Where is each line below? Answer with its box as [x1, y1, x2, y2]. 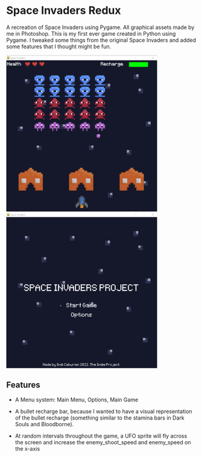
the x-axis [14, 445, 40, 452]
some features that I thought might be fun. [6, 43, 112, 50]
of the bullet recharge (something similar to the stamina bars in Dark [14, 414, 185, 421]
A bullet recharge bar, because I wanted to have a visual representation [14, 407, 192, 415]
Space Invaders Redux [6, 4, 121, 18]
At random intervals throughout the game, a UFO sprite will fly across [14, 432, 188, 439]
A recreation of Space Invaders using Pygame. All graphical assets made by [6, 24, 195, 31]
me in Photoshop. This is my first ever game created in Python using [6, 30, 176, 37]
